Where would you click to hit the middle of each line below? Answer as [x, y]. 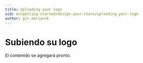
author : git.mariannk [27, 18]
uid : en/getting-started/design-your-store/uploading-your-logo [72, 14]
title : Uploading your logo [34, 9]
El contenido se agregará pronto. [38, 55]
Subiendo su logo [41, 42]
